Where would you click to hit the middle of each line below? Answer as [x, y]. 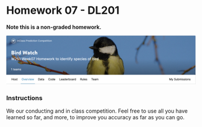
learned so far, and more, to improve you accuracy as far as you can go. [96, 117]
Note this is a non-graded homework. [54, 27]
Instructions [25, 98]
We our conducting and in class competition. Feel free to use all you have [97, 111]
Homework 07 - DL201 [63, 10]
